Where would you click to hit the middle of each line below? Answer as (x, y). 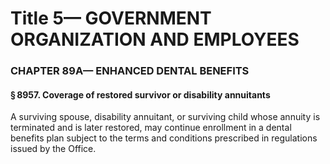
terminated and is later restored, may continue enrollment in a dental (151, 128)
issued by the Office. (53, 149)
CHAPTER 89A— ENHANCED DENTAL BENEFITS (130, 71)
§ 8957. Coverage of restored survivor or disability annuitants (140, 94)
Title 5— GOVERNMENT (111, 18)
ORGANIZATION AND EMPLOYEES (155, 39)
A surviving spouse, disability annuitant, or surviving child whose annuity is (165, 117)
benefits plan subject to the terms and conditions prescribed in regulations (164, 138)
